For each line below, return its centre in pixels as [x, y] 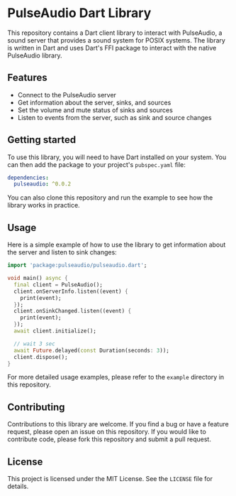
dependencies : [28, 178]
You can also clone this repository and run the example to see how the [110, 198]
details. [18, 486]
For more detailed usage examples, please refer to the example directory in [116, 377]
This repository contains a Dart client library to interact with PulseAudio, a [115, 33]
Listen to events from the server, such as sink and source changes [114, 117]
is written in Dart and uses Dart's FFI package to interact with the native [112, 48]
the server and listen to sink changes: [62, 252]
